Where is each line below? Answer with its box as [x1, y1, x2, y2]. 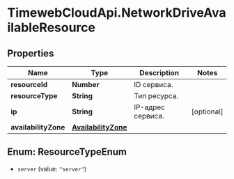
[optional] [191, 107, 224, 116]
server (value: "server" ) [17, 164, 87, 173]
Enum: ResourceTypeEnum [7, 146, 127, 158]
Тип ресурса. [134, 91, 179, 100]
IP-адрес [134, 102, 166, 112]
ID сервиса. [134, 80, 173, 89]
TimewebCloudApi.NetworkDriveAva [7, 5, 226, 21]
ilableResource [7, 20, 96, 36]
